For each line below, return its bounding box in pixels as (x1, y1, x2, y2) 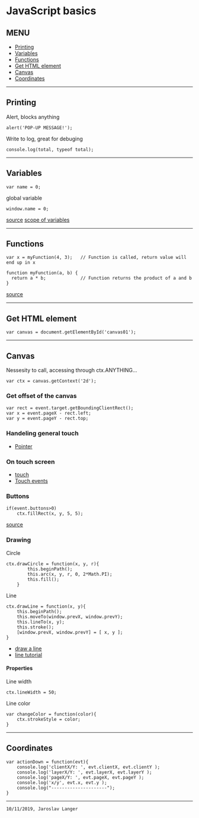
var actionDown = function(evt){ (6, 759, 89, 765)
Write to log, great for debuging (6, 135, 83, 142)
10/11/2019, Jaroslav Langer (6, 806, 78, 812)
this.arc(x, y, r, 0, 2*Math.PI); (27, 571, 113, 577)
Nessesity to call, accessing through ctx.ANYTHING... (6, 367, 137, 374)
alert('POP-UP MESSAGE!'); (6, 124, 73, 131)
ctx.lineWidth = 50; (6, 689, 57, 695)
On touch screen (6, 457, 55, 466)
